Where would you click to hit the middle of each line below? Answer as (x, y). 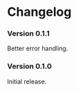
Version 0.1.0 (29, 66)
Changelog (39, 12)
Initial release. (27, 81)
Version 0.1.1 (28, 34)
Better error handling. (38, 48)
